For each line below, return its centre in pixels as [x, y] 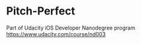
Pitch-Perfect [41, 11]
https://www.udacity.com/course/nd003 [56, 34]
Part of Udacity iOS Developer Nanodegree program [71, 28]
